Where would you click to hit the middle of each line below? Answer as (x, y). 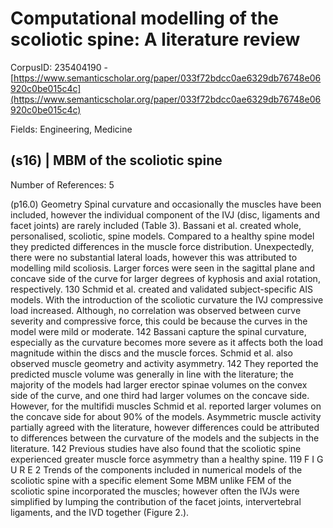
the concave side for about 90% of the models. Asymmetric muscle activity (166, 416)
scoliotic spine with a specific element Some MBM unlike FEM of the (151, 480)
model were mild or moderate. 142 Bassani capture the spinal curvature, (158, 331)
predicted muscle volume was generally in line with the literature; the (152, 374)
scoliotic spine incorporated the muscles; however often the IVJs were (155, 491)
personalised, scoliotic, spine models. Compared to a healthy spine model (162, 236)
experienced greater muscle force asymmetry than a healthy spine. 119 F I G (167, 459)
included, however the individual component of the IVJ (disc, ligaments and (165, 214)
